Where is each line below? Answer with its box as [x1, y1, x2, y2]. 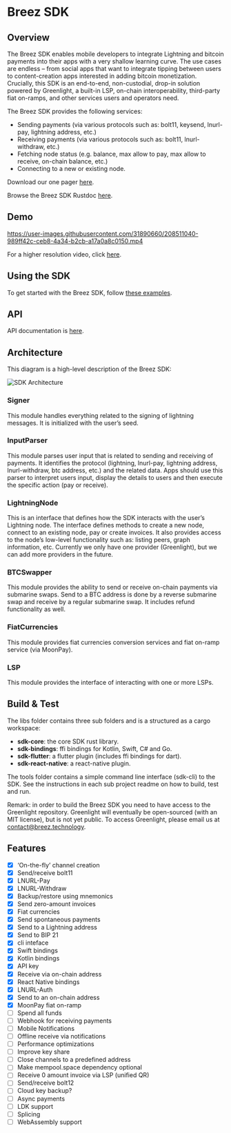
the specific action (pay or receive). [7, 481, 108, 489]
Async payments [17, 1094, 66, 1103]
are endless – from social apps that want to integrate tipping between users [7, 65, 222, 72]
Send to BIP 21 [17, 931, 59, 939]
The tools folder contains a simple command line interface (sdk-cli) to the [7, 772, 216, 781]
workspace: [7, 723, 41, 732]
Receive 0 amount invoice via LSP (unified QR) [17, 1071, 150, 1079]
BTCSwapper [7, 568, 52, 577]
